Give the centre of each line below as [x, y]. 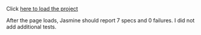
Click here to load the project [42, 9]
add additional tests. [32, 27]
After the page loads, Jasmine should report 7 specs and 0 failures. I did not [100, 20]
